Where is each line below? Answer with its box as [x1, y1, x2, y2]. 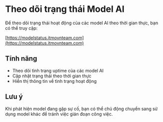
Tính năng [5, 55, 37, 63]
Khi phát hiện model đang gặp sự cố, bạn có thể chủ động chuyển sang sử [5, 106, 158, 112]
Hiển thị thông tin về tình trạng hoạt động [12, 78, 97, 84]
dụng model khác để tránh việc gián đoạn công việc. [5, 111, 113, 117]
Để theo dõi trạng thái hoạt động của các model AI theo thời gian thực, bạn [5, 20, 158, 26]
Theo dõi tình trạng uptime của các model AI [12, 67, 104, 73]
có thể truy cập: [5, 25, 38, 31]
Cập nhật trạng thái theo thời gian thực [12, 73, 92, 79]
